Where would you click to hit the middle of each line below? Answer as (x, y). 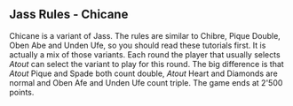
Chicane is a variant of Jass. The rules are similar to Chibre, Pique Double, (145, 35)
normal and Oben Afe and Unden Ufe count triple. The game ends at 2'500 (146, 82)
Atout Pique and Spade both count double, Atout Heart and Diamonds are (143, 73)
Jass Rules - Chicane (69, 15)
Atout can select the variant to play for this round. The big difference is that (146, 64)
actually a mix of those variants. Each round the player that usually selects (145, 54)
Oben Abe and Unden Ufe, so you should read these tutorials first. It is (138, 45)
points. (22, 92)
